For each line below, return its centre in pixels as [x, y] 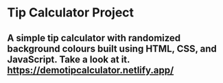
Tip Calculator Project [71, 13]
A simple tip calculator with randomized [94, 38]
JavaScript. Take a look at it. [69, 59]
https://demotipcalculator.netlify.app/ [91, 70]
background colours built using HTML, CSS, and [112, 48]
